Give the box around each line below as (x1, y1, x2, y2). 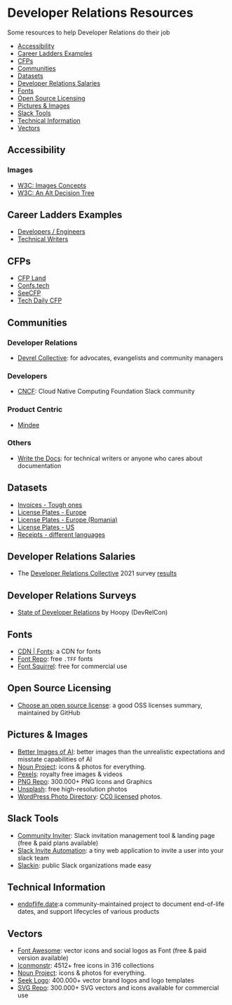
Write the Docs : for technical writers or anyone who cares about (17, 454, 203, 462)
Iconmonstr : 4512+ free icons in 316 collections (17, 961, 154, 970)
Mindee (17, 420, 40, 429)
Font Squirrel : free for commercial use (17, 662, 128, 671)
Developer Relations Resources (7, 5, 194, 21)
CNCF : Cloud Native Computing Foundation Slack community (17, 387, 195, 396)
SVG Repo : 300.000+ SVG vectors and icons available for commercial (17, 984, 219, 992)
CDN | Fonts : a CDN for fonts (17, 647, 102, 655)
